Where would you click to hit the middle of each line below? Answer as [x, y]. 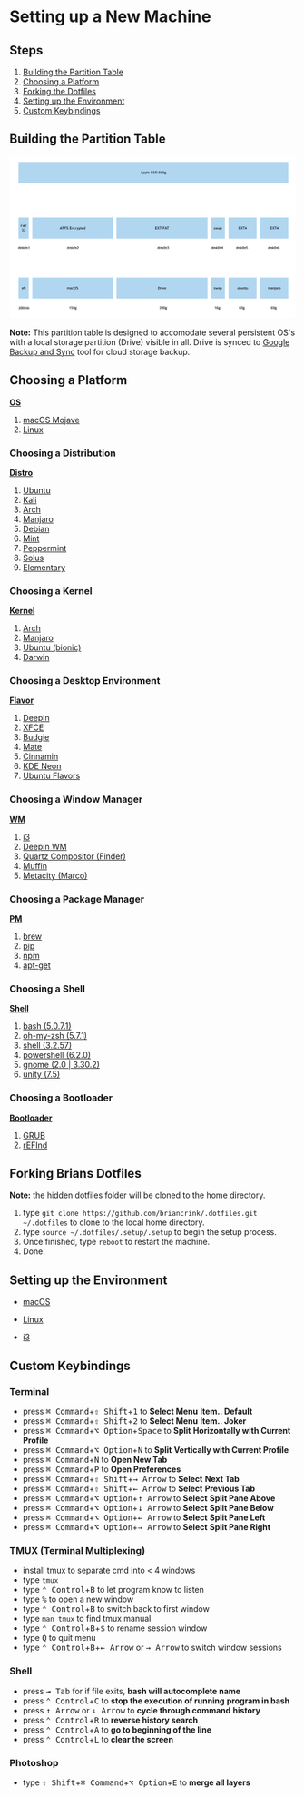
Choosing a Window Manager [76, 799]
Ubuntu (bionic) [52, 647]
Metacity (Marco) [55, 875]
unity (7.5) [41, 1074]
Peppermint [44, 548]
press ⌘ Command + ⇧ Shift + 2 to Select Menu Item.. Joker [134, 1421]
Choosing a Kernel [51, 590]
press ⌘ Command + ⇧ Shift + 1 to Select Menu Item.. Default [137, 1411]
